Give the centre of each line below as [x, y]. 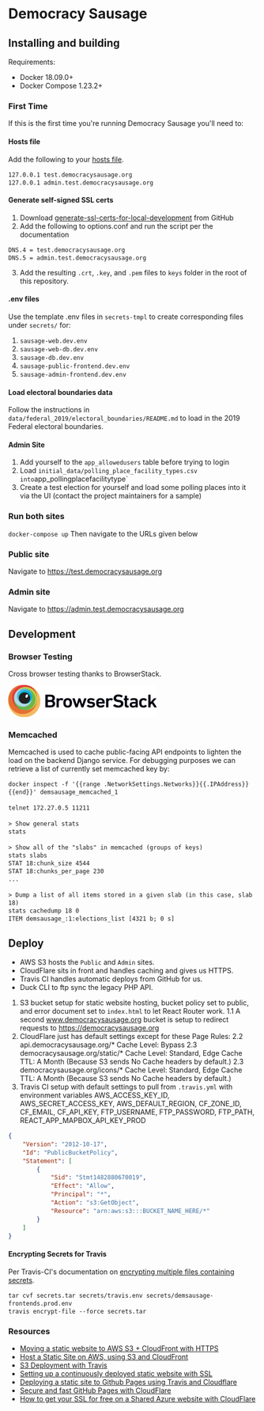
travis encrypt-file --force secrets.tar [77, 1311]
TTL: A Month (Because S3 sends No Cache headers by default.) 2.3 [132, 1062]
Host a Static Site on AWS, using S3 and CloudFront [104, 1356]
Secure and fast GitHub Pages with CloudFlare [95, 1390]
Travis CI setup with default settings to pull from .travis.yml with [126, 1087]
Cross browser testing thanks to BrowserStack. [85, 673]
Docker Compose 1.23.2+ [61, 85]
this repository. [44, 281]
